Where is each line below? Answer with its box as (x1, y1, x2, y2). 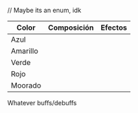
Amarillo (11, 46, 39, 56)
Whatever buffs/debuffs (7, 99, 77, 107)
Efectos (100, 23, 127, 32)
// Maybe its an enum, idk (7, 6, 81, 14)
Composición (48, 23, 94, 32)
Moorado (11, 81, 42, 90)
